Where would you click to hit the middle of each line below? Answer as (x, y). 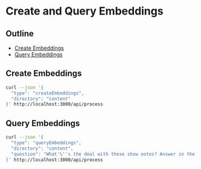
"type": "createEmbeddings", (48, 93)
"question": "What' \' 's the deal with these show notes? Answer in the (103, 154)
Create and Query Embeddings (85, 11)
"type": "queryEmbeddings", (46, 143)
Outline (20, 34)
